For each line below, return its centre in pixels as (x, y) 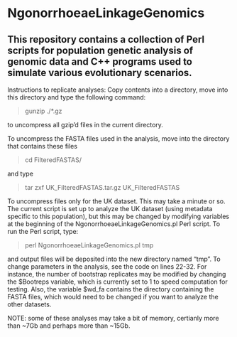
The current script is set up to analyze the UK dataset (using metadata (110, 209)
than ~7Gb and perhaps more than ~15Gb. (69, 326)
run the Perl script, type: (43, 231)
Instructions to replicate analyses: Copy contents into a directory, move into (118, 90)
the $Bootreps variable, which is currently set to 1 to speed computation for (118, 282)
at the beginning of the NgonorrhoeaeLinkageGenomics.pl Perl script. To (114, 224)
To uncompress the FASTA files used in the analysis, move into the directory (118, 139)
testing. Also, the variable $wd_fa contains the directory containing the (111, 289)
